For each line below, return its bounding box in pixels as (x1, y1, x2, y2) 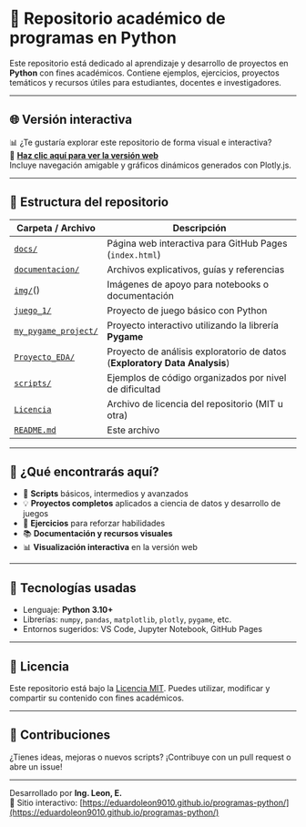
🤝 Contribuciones (9, 728, 111, 743)
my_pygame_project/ (14, 325, 98, 336)
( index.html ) (107, 248, 161, 260)
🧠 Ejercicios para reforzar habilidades (22, 518, 166, 529)
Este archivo (107, 424, 160, 436)
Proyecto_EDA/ (14, 352, 76, 362)
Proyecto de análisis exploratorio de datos (107, 345, 287, 358)
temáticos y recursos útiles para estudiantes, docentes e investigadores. (9, 77, 282, 87)
